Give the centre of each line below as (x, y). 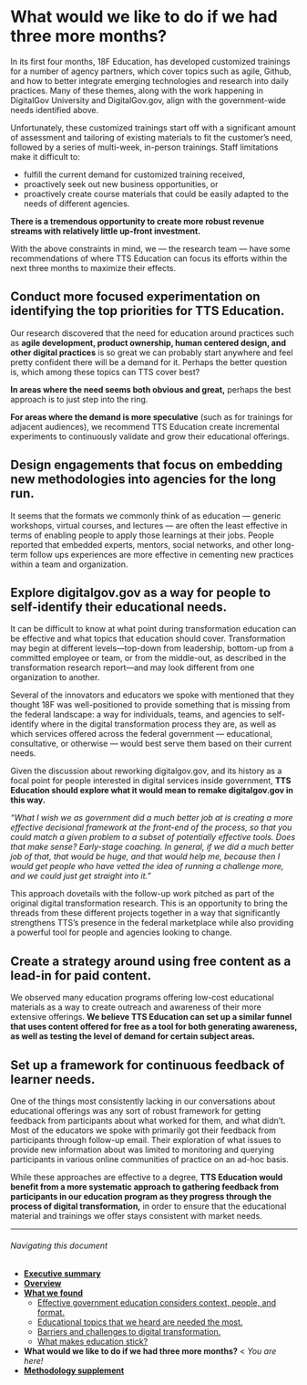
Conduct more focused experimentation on (135, 297)
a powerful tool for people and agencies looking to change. (121, 932)
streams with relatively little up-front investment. (106, 231)
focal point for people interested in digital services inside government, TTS (151, 781)
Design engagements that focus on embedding (147, 465)
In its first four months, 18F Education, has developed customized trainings (150, 61)
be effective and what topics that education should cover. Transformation (148, 639)
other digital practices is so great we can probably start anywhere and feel (152, 352)
